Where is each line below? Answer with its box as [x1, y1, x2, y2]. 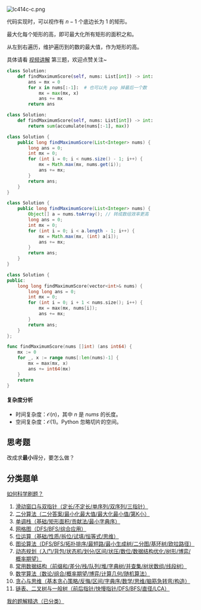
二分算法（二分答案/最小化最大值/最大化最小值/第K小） [15, 510, 150, 517]
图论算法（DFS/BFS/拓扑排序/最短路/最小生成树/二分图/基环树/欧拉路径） [15, 540, 195, 547]
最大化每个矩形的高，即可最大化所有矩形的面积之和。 [7, 30, 137, 38]
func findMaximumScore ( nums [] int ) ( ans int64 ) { [7, 344, 133, 350]
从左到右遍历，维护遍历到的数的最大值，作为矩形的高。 [7, 44, 142, 50]
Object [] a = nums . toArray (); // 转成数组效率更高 [28, 211, 149, 217]
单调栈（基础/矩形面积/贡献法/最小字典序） [15, 518, 121, 525]
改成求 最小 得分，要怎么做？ [7, 454, 75, 461]
